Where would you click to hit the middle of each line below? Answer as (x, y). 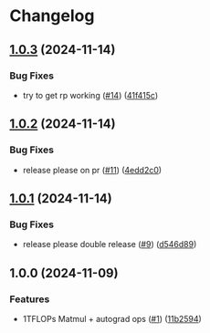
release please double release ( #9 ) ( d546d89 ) (110, 245)
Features (30, 299)
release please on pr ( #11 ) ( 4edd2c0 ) (92, 170)
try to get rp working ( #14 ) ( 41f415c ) (90, 95)
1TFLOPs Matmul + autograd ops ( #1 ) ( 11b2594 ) (112, 318)
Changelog (52, 16)
